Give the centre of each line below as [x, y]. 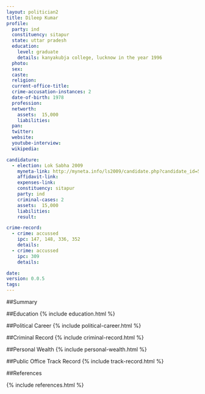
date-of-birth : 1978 [38, 97]
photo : [20, 63]
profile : [17, 23]
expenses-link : [37, 183]
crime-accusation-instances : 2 [52, 92]
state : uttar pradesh [39, 40]
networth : [24, 109]
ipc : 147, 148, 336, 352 [49, 240]
